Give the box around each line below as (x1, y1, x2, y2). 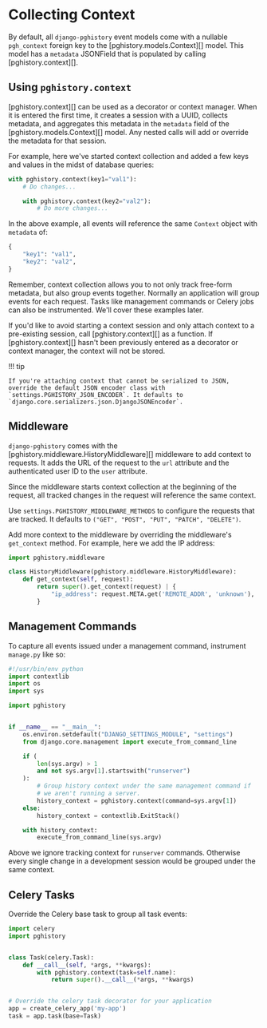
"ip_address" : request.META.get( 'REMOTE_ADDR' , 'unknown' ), (50, 590, 255, 598)
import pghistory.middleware (8, 554, 105, 562)
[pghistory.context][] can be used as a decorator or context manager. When (8, 101, 257, 111)
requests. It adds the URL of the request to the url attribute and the (8, 458, 230, 467)
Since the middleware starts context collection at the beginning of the (8, 482, 238, 491)
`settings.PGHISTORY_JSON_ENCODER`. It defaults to (8, 391, 183, 399)
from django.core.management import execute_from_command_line (22, 737, 238, 746)
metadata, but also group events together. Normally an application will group (8, 288, 260, 297)
